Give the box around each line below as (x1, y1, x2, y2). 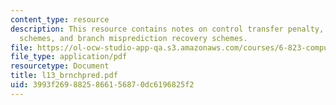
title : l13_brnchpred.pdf (10, 71, 118, 81)
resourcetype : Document (10, 61, 110, 71)
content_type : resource (10, 14, 110, 25)
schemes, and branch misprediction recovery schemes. (19, 33, 248, 43)
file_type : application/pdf (10, 52, 128, 62)
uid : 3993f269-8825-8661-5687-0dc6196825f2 (10, 80, 195, 90)
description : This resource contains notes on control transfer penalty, (10, 24, 325, 34)
